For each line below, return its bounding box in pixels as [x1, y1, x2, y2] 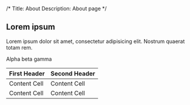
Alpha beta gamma [6, 55, 52, 63]
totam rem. [6, 44, 33, 51]
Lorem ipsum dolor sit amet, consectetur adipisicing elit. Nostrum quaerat [6, 38, 185, 45]
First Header [9, 69, 45, 77]
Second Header [50, 69, 96, 77]
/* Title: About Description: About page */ [6, 5, 107, 12]
